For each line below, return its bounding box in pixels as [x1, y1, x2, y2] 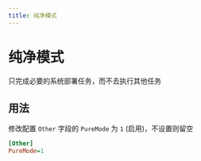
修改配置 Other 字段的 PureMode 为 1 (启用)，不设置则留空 [8, 124, 194, 133]
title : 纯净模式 [8, 11, 57, 20]
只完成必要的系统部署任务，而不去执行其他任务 [8, 76, 161, 86]
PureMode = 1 [8, 148, 44, 155]
